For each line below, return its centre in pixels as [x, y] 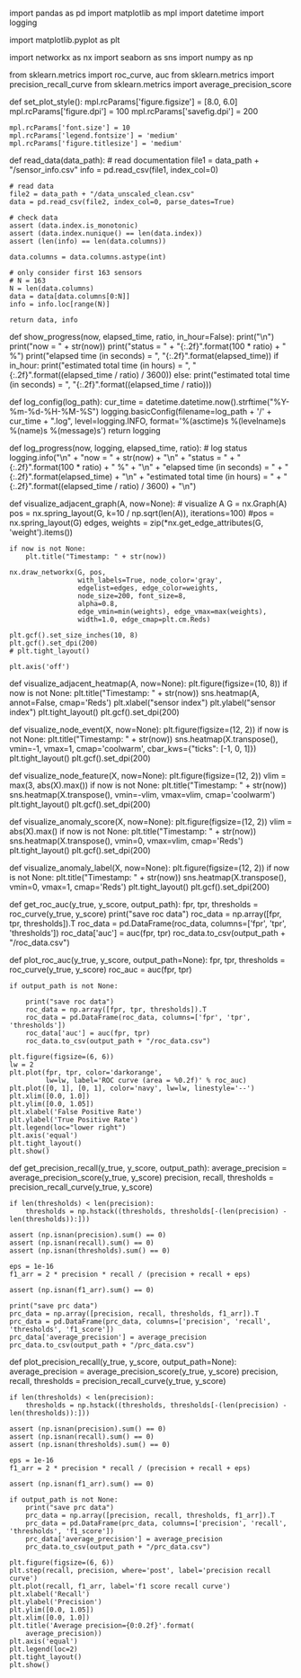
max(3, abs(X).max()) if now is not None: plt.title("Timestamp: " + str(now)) [148, 785]
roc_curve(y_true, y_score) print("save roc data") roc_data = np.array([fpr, [146, 914]
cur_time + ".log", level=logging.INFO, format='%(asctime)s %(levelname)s [147, 421]
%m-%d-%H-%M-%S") [54, 411]
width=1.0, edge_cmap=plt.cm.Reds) [144, 620]
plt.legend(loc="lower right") [68, 1128]
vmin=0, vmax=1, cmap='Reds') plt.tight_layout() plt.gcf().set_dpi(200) [140, 887]
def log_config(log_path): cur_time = [76, 402]
